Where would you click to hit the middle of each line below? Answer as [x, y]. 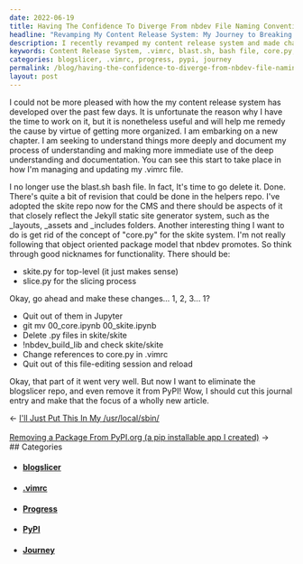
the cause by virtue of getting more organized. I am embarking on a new [143, 131]
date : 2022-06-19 [42, 18]
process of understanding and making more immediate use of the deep [142, 150]
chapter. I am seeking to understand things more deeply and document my [148, 140]
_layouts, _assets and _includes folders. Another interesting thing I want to [147, 225]
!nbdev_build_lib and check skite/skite [93, 345]
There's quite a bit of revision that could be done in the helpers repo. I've [145, 196]
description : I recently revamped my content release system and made [145, 43]
